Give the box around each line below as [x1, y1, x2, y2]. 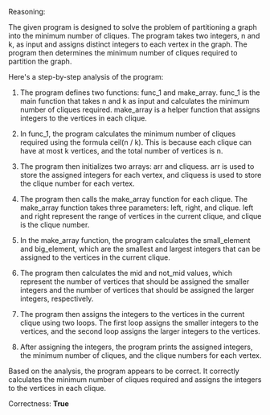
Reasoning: [8, 7, 46, 16]
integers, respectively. [19, 294, 94, 303]
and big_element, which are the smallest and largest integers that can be [19, 244, 261, 253]
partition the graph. [8, 56, 72, 66]
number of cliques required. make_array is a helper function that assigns [19, 105, 260, 114]
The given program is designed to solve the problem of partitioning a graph [8, 23, 257, 31]
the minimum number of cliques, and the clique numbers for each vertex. [19, 351, 262, 360]
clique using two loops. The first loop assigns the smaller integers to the [19, 318, 259, 327]
